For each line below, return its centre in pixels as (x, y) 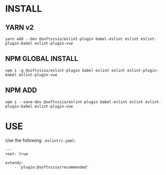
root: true (17, 154)
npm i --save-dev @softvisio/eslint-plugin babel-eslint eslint (74, 102)
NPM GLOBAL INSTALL (42, 59)
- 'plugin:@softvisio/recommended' (52, 167)
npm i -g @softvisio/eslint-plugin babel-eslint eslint (65, 70)
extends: (14, 163)
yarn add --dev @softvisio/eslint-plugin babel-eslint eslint (72, 39)
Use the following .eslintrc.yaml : (40, 140)
